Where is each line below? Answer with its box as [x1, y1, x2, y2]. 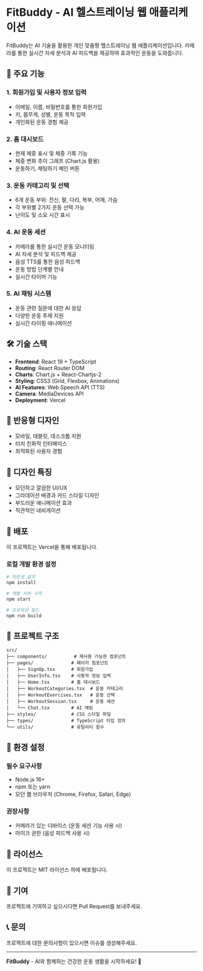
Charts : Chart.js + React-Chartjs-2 [14, 371, 101, 378]
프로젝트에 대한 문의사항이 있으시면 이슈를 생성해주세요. [6, 939, 137, 946]
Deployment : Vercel [14, 396, 66, 403]
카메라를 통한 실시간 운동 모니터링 [14, 243, 95, 250]
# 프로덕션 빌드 [6, 607, 40, 613]
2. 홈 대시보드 [6, 135, 44, 143]
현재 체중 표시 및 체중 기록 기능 [14, 149, 88, 157]
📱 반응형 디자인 [6, 415, 59, 426]
